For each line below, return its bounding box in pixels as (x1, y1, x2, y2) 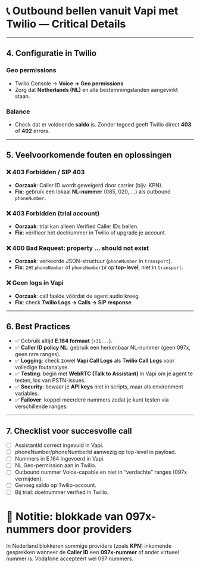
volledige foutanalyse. (14, 364, 70, 371)
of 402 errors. (14, 127, 50, 134)
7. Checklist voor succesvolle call (6, 425, 132, 436)
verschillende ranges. (14, 403, 68, 410)
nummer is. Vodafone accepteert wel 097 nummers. (6, 555, 134, 562)
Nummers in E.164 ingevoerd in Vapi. (14, 455, 105, 462)
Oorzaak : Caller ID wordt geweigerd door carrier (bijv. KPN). (14, 181, 163, 189)
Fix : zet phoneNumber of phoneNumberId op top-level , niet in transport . (14, 264, 183, 271)
